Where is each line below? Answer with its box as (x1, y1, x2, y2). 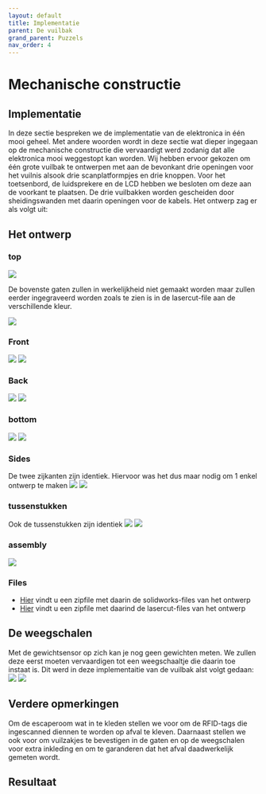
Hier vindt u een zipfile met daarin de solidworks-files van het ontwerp (19, 595, 252, 604)
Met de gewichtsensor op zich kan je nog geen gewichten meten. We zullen (8, 647, 256, 657)
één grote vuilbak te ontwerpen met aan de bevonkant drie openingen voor (8, 162, 254, 172)
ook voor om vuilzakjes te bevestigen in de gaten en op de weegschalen (8, 735, 245, 745)
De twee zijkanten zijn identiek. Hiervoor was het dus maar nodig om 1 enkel (8, 471, 258, 480)
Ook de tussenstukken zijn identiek (8, 519, 123, 530)
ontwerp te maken (8, 481, 68, 490)
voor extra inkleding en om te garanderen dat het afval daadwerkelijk (8, 744, 234, 753)
